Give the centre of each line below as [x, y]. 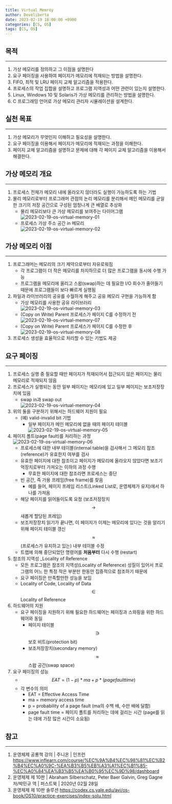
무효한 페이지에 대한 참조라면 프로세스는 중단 [72, 474]
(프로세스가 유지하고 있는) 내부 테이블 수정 [62, 546]
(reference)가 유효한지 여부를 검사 [55, 454]
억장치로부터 [33, 467]
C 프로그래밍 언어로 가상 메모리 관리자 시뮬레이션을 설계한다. [73, 101]
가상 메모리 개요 [29, 174]
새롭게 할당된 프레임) [41, 516]
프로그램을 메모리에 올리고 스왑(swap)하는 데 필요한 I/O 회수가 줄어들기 [91, 283]
